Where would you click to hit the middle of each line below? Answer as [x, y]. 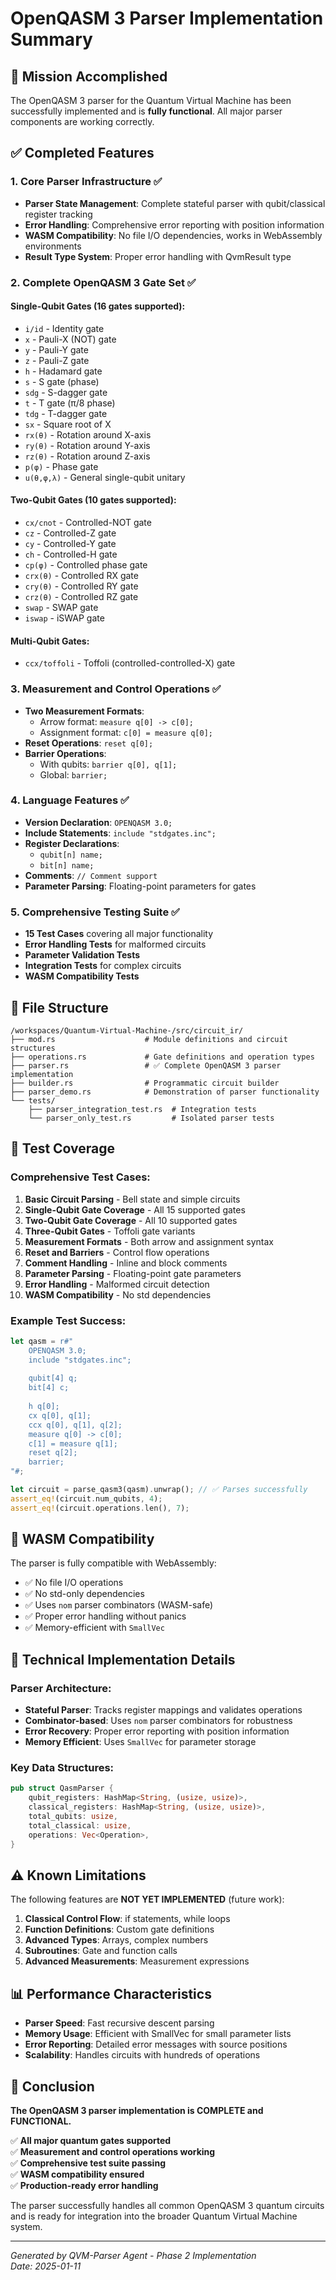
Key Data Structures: [62, 1768]
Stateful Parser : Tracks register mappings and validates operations [163, 1710]
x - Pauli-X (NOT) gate [70, 339]
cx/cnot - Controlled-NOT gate [88, 523]
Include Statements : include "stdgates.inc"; [120, 833]
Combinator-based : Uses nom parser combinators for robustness [158, 1721]
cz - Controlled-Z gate [70, 533]
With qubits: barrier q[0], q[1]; [108, 764]
